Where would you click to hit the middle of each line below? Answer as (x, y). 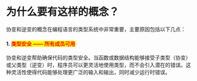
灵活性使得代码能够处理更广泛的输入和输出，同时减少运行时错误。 (91, 72)
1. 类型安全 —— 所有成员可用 (41, 44)
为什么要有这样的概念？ (63, 12)
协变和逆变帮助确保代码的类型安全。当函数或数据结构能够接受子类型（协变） (98, 58)
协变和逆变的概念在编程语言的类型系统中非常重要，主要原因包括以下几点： (96, 29)
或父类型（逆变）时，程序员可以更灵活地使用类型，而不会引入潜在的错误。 (96, 65)
